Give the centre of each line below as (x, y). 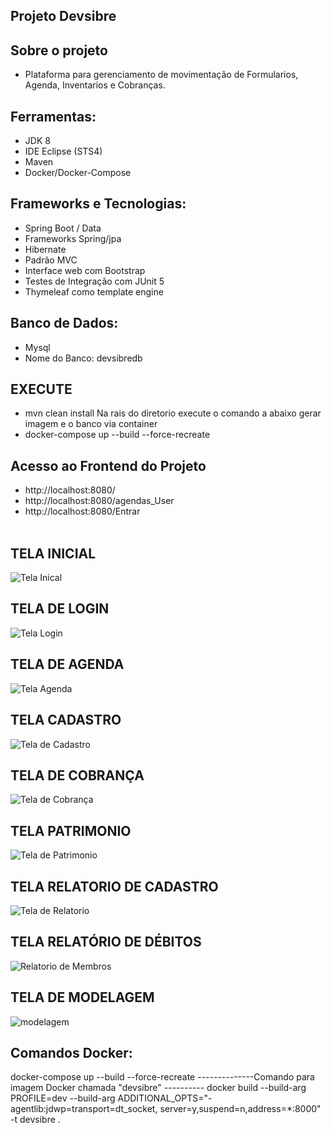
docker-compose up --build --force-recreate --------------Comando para (162, 1077)
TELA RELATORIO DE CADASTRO (114, 886)
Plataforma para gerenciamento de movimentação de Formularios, (161, 75)
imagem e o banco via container (91, 424)
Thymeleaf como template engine (94, 291)
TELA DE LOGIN (60, 609)
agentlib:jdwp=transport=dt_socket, (84, 1109)
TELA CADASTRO (66, 720)
